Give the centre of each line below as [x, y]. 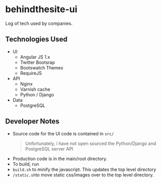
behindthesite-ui [41, 9]
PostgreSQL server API [49, 149]
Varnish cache [35, 89]
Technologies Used [36, 39]
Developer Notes [32, 121]
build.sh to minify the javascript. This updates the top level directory [84, 169]
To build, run [26, 164]
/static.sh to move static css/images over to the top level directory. [83, 175]
